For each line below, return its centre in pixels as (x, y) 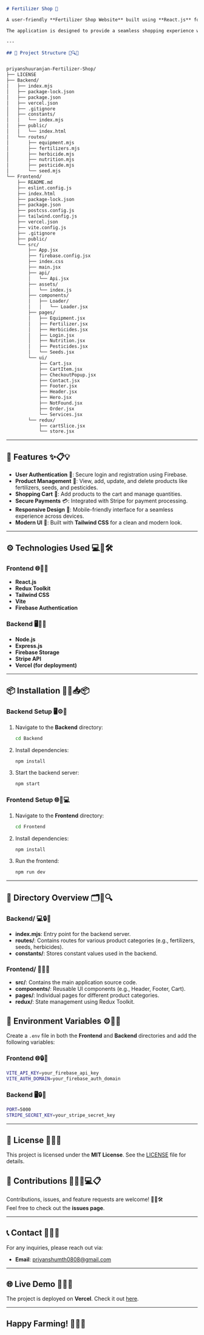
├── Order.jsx (56, 409)
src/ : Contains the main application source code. (76, 982)
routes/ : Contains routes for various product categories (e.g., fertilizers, (105, 940)
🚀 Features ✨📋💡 (38, 457)
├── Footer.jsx (58, 386)
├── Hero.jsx (55, 398)
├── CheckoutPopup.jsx (67, 375)
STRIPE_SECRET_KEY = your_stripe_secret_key (61, 1115)
